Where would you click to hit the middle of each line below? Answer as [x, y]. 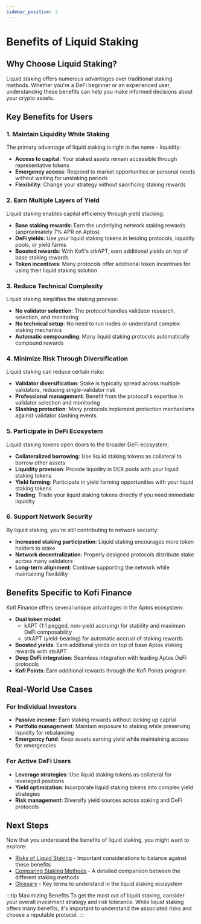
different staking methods [47, 877]
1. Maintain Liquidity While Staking [58, 134]
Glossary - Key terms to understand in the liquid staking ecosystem [99, 884]
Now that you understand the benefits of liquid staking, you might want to [98, 840]
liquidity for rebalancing [44, 733]
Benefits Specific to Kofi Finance [69, 593]
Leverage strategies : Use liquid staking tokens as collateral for [93, 774]
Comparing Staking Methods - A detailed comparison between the [98, 871]
